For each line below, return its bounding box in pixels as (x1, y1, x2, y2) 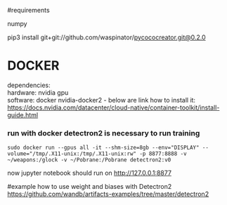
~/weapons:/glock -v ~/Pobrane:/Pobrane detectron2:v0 (7, 157, 171, 164)
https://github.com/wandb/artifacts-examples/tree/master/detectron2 (7, 190, 209, 199)
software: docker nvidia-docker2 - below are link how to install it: (7, 95, 195, 104)
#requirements (7, 6, 51, 14)
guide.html (7, 110, 39, 119)
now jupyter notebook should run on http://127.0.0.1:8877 (7, 168, 172, 178)
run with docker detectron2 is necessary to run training (7, 128, 200, 138)
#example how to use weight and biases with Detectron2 (7, 183, 172, 191)
